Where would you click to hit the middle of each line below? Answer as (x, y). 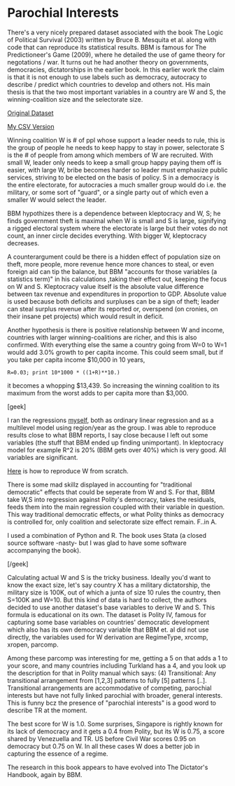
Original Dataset (30, 113)
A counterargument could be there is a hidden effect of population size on (114, 257)
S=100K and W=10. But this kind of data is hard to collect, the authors (107, 599)
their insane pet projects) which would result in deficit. (86, 316)
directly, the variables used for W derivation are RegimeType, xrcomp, (108, 637)
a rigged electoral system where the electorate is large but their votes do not (117, 228)
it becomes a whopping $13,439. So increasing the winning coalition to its (114, 385)
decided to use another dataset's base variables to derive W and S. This (111, 607)
